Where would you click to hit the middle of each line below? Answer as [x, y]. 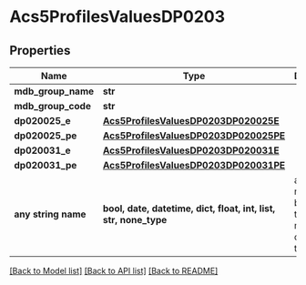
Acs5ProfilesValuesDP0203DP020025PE [194, 136]
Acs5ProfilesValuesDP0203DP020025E [191, 121]
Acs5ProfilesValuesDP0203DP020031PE [194, 165]
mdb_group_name [54, 91]
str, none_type [135, 220]
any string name [50, 214]
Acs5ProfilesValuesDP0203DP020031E [191, 150]
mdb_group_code [52, 106]
